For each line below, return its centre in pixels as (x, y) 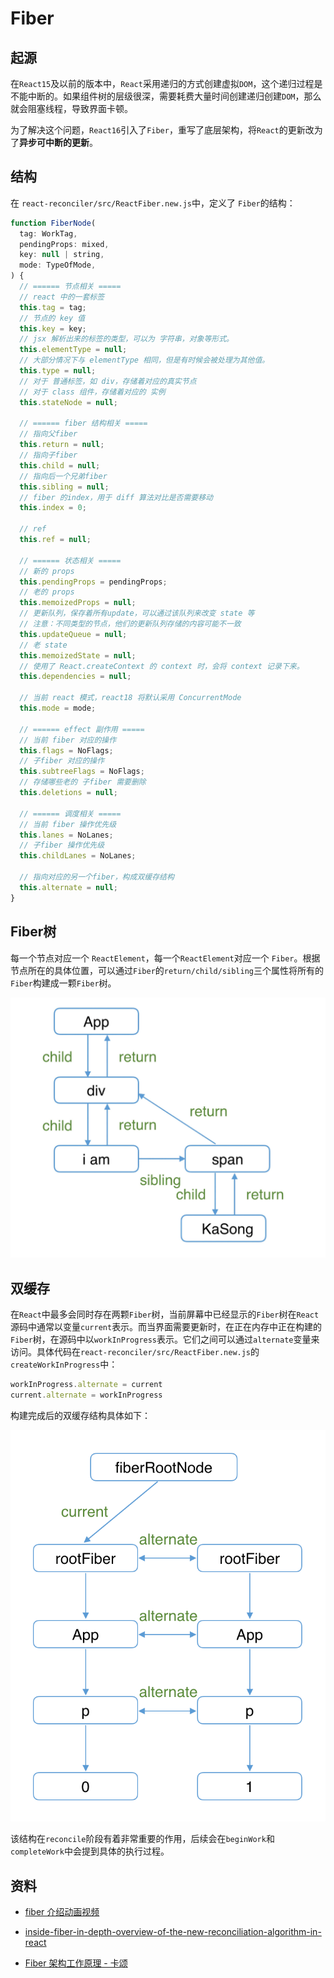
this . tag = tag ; (53, 307)
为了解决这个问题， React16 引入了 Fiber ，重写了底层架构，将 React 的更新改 (162, 130)
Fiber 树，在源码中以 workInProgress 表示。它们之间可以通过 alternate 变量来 (165, 1339)
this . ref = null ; (55, 540)
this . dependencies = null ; (75, 677)
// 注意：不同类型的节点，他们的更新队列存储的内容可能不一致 (130, 624)
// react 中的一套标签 (62, 297)
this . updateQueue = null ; (73, 634)
